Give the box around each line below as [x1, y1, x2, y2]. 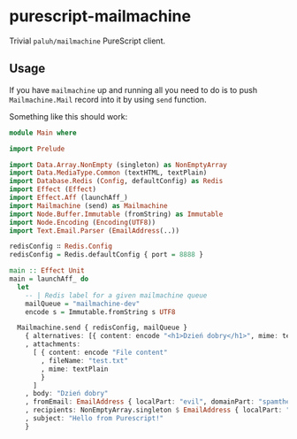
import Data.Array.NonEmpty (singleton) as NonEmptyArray [9, 160, 227, 169]
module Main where [9, 128, 77, 137]
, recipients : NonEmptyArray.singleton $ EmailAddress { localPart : [25, 405, 283, 415]
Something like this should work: [9, 111, 128, 121]
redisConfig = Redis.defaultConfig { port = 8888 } [9, 250, 203, 259]
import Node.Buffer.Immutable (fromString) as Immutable [9, 210, 224, 219]
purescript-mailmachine [9, 6, 192, 27]
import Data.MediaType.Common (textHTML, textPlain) [9, 168, 208, 178]
